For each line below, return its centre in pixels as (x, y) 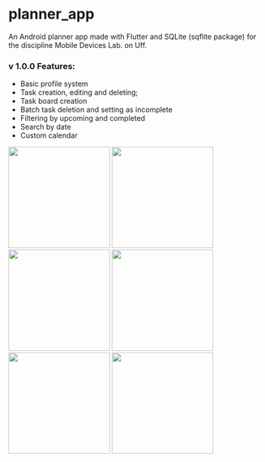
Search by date (45, 127)
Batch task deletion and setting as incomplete (96, 109)
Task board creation (53, 101)
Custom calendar (49, 135)
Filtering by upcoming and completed (83, 118)
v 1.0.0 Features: (42, 66)
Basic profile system (54, 84)
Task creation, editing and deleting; (79, 92)
